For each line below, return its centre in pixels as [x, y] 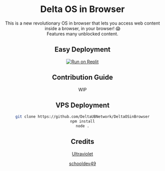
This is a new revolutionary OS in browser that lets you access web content [82, 23]
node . [82, 126]
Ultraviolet [82, 153]
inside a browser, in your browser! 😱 [82, 28]
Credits [82, 142]
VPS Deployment [82, 105]
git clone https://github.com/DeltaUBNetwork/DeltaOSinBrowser [82, 117]
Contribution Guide [82, 77]
